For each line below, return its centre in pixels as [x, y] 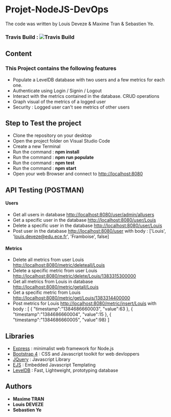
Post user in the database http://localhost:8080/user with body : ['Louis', [89, 231]
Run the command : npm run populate [53, 158]
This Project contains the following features [61, 68]
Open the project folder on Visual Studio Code [61, 141]
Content [19, 54]
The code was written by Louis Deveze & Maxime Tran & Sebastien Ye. [80, 24]
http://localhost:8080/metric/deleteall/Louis [59, 265]
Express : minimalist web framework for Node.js [63, 348]
